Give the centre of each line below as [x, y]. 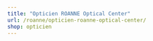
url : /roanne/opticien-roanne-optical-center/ [77, 20]
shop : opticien [30, 26]
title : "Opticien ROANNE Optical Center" [69, 14]
